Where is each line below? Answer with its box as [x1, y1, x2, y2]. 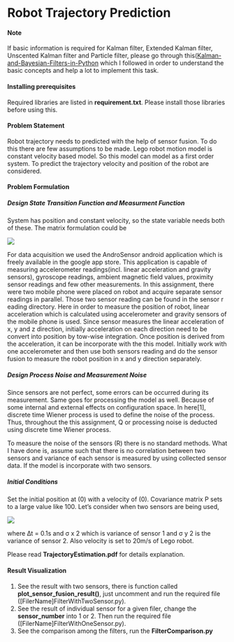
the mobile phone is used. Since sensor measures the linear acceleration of [7, 317, 225, 326]
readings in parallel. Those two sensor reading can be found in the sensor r [7, 295, 224, 304]
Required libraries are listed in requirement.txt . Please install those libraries [7, 98, 226, 106]
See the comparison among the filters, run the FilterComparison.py [17, 627, 213, 635]
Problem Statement [7, 121, 65, 130]
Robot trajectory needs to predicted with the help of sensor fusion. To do [7, 137, 217, 145]
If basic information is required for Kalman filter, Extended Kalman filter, [7, 44, 213, 53]
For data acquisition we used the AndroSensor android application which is [7, 251, 224, 259]
